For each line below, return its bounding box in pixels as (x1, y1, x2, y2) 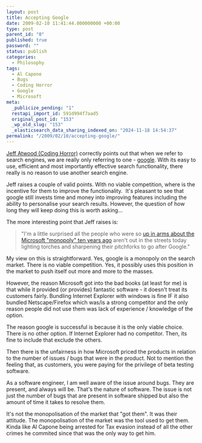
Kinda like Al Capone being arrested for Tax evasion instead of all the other (6, 423, 193, 430)
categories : (6, 54, 36, 60)
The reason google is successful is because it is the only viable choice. (6, 323, 184, 331)
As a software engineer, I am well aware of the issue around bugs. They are (6, 379, 195, 386)
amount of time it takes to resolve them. (6, 398, 105, 405)
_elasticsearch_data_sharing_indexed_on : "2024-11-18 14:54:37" (11, 127, 177, 134)
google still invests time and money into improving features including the (6, 194, 187, 201)
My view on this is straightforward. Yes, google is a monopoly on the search (6, 254, 195, 262)
